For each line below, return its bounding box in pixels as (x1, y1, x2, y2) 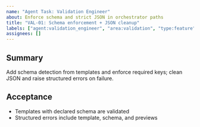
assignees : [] (6, 31, 42, 37)
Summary (6, 53, 43, 63)
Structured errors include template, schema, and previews (14, 114, 158, 121)
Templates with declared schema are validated (14, 107, 130, 115)
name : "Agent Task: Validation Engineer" (6, 8, 111, 15)
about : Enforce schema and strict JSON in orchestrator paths (6, 14, 164, 20)
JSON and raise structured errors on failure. (6, 75, 114, 82)
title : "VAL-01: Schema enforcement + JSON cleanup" (6, 20, 140, 26)
